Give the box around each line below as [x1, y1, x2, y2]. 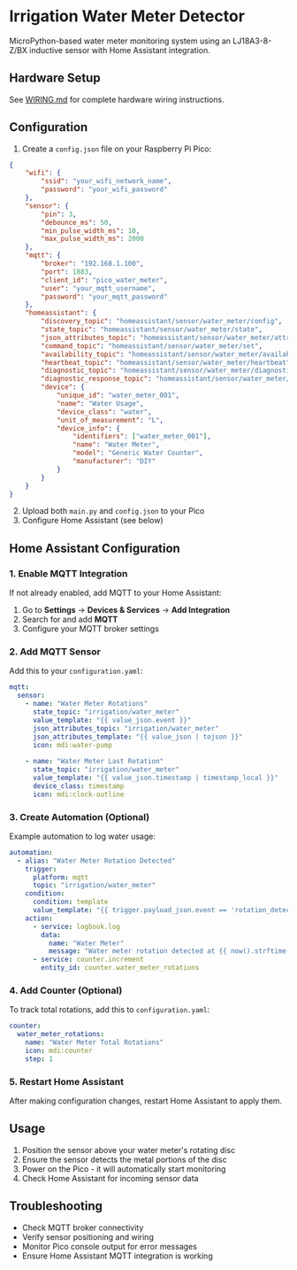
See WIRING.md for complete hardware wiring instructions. [9, 94, 225, 105]
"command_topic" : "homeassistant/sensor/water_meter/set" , [41, 341, 263, 351]
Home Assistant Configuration [9, 540, 181, 555]
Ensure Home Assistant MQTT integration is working [21, 1251, 214, 1261]
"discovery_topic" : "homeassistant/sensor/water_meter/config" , [41, 317, 283, 326]
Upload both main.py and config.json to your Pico [21, 506, 205, 516]
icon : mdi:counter [25, 1047, 93, 1056]
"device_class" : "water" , [56, 407, 152, 416]
